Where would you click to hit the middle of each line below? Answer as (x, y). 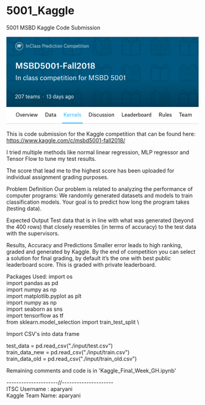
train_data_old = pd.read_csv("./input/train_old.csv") (72, 359)
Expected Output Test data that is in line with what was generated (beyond (100, 220)
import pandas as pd (32, 283)
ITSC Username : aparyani (40, 389)
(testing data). (24, 209)
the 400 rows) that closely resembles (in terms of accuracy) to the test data (101, 227)
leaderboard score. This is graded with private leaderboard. (81, 265)
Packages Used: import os (40, 277)
